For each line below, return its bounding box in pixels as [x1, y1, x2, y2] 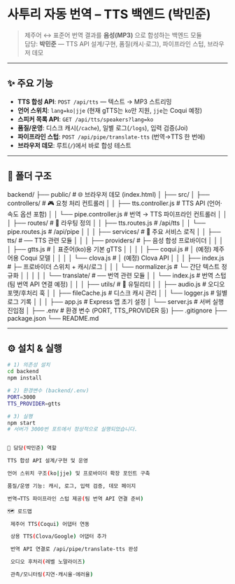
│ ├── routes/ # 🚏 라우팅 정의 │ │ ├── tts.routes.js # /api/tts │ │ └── [7, 218, 206, 227]
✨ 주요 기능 [7, 78, 54, 90]
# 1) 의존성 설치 [7, 361, 50, 368]
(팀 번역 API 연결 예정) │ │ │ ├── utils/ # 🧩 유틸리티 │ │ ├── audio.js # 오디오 [7, 279, 225, 288]
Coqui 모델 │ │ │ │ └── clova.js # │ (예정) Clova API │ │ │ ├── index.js [20, 253, 225, 262]
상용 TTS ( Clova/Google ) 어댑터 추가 [10, 533, 107, 540]
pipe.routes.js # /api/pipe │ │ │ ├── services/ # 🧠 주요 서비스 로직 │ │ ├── [7, 227, 222, 235]
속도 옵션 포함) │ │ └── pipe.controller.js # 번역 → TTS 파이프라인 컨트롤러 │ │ [7, 209, 227, 218]
